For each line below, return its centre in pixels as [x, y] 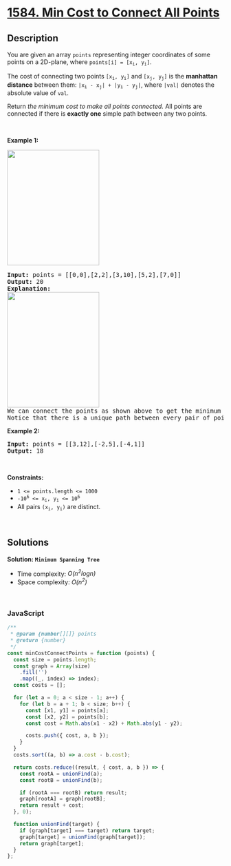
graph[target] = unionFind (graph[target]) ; [83, 837]
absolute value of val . [38, 93]
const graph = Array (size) [52, 666]
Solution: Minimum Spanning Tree [53, 559]
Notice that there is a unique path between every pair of [109, 418]
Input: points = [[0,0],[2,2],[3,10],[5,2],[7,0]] [94, 275]
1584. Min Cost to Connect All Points [113, 13]
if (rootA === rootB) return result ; [74, 793]
